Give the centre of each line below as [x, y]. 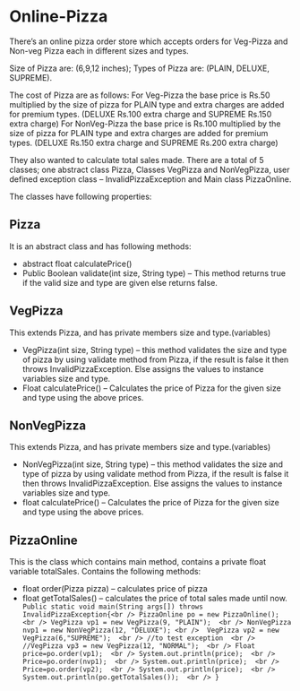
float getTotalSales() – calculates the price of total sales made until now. [155, 599]
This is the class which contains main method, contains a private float [138, 562]
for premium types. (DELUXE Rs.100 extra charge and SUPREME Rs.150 [141, 114]
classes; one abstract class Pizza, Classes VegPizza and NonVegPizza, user [150, 169]
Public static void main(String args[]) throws [112, 607]
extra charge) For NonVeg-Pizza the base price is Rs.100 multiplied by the [145, 124]
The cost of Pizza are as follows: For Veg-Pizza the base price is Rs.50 [140, 95]
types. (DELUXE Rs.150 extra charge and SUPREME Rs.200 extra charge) [144, 143]
